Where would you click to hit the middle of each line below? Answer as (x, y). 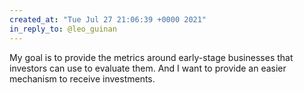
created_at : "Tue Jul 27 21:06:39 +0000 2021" (108, 19)
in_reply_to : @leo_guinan (63, 29)
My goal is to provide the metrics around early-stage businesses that (151, 57)
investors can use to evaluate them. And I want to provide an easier (148, 68)
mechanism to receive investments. (82, 78)
